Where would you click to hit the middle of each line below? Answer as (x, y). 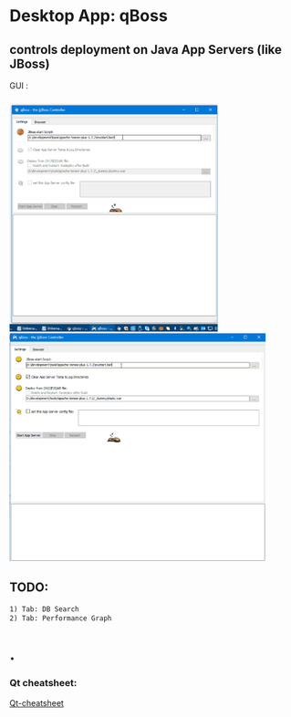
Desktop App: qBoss (89, 16)
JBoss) (30, 63)
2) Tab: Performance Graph (61, 618)
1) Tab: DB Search (44, 609)
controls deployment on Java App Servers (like (146, 50)
